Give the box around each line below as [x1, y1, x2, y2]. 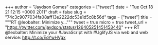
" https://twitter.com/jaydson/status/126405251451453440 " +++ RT [5, 24, 140, 30]
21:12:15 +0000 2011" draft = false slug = [5, 9, 87, 15]
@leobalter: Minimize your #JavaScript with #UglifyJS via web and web [5, 30, 148, 35]
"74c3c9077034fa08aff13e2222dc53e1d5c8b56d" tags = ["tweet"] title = [5, 14, 152, 20]
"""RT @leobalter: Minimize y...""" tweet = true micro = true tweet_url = [5, 19, 148, 25]
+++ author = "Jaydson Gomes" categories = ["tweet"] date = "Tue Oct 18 [5, 4, 153, 10]
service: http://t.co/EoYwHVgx [5, 34, 66, 40]
